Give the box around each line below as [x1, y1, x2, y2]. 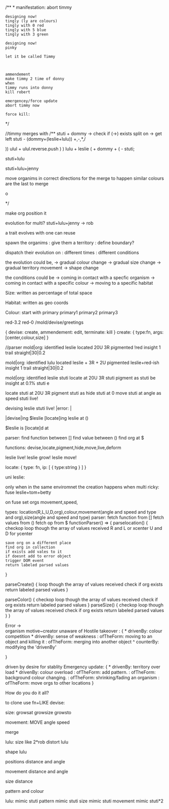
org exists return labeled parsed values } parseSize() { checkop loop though [5, 602, 163, 608]
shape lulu [5, 749, 27, 755]
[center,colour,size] [5, 334, 46, 341]
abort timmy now [5, 103, 39, 108]
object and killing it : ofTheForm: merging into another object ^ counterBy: [5, 639, 159, 645]
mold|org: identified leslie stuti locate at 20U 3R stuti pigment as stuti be [5, 375, 156, 381]
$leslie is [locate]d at [5, 425, 49, 431]
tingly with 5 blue [5, 27, 47, 32]
